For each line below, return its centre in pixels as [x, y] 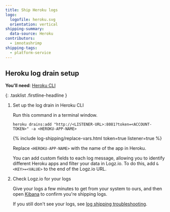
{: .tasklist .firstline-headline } [36, 95]
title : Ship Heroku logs [32, 10]
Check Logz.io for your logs [42, 179]
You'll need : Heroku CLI [31, 86]
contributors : [20, 39]
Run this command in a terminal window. [55, 115]
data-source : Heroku [32, 34]
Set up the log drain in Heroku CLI [48, 105]
